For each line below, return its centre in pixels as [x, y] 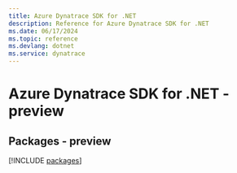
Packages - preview [60, 141]
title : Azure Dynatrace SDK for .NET [72, 16]
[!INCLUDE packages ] [45, 160]
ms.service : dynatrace [47, 54]
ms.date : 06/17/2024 [44, 31]
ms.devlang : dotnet [42, 46]
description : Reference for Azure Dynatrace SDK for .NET [109, 24]
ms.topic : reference [44, 39]
